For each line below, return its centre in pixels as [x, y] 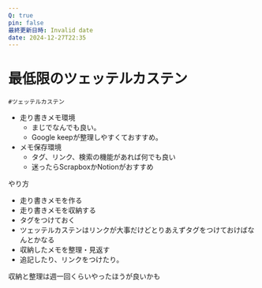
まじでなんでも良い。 [66, 128]
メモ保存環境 [40, 148]
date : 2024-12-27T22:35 [47, 37]
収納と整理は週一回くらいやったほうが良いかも [84, 276]
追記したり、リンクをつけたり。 [71, 260]
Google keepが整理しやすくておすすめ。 [97, 137]
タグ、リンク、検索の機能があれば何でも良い [103, 157]
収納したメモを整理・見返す [65, 250]
